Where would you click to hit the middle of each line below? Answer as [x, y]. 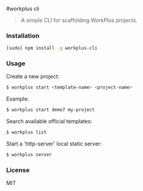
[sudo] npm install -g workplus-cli [52, 48]
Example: [18, 99]
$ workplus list [26, 132]
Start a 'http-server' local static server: [54, 144]
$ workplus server [29, 155]
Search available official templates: [49, 122]
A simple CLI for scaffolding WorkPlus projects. [79, 20]
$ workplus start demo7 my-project [51, 110]
